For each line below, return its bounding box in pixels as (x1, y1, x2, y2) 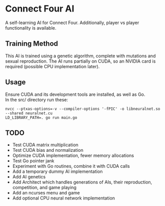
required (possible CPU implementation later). (5, 63, 100, 69)
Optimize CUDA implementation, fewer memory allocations (12, 152, 134, 158)
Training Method (5, 40, 59, 48)
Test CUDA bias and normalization (12, 147, 84, 153)
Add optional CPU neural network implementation (12, 195, 115, 201)
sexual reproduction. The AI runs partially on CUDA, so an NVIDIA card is (5, 58, 156, 64)
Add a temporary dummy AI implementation (12, 168, 103, 174)
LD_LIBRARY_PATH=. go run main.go (5, 115, 78, 120)
